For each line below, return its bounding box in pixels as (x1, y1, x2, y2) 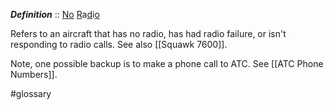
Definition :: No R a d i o (10, 9, 100, 20)
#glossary (10, 88, 52, 99)
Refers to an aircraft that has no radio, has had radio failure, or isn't (10, 28, 287, 39)
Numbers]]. (10, 69, 58, 80)
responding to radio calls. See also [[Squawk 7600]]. (10, 39, 228, 50)
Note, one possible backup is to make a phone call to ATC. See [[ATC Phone (10, 58, 324, 69)
